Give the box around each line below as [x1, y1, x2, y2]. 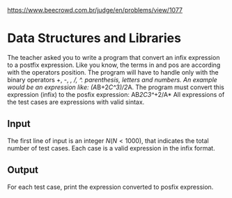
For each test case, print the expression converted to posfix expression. [7, 183, 214, 191]
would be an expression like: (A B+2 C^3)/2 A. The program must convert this [7, 83, 224, 91]
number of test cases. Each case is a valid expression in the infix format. [7, 144, 215, 152]
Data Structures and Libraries [7, 31, 181, 46]
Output [7, 164, 38, 176]
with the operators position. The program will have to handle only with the [7, 68, 219, 76]
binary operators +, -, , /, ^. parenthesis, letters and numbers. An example [7, 75, 217, 84]
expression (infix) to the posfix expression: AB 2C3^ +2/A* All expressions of [7, 90, 225, 98]
